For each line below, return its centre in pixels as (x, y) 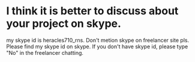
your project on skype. (64, 24)
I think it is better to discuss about (92, 11)
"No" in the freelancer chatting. (45, 52)
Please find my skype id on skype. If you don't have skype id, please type (97, 46)
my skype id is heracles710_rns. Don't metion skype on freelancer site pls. (98, 40)
